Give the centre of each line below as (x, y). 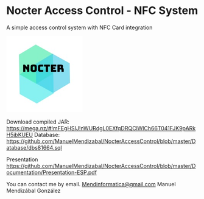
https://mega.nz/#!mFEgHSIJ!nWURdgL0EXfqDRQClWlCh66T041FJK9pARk (101, 128)
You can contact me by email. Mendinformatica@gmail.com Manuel (91, 184)
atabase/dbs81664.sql (34, 147)
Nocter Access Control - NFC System (102, 11)
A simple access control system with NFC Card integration (79, 27)
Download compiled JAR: (38, 122)
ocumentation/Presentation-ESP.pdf (52, 172)
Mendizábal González (33, 190)
